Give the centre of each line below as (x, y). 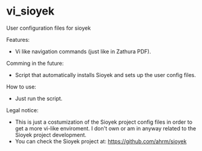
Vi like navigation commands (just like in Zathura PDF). (83, 51)
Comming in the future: (35, 63)
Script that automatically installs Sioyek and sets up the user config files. (106, 75)
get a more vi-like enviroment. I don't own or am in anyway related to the (106, 128)
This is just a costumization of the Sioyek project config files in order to (103, 122)
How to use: (21, 87)
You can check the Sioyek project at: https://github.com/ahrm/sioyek (101, 141)
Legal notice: (22, 110)
